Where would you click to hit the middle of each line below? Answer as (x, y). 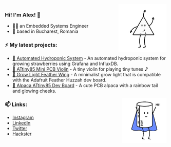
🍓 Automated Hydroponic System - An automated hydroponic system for (89, 58)
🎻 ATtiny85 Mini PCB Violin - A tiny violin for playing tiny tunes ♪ (80, 69)
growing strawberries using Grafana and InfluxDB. (65, 64)
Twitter (20, 128)
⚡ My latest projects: (31, 45)
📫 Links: (16, 104)
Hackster (22, 134)
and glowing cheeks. (34, 91)
